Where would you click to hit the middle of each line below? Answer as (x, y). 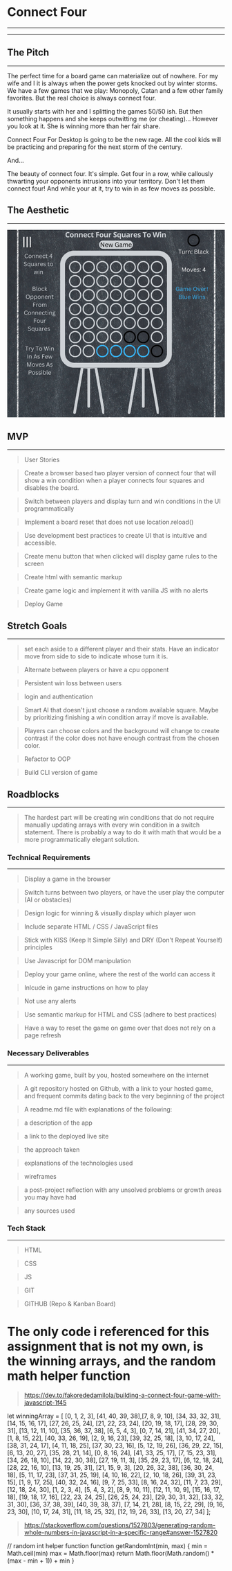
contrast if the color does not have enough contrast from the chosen (122, 738)
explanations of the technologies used (78, 1163)
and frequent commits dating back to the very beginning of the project (124, 1096)
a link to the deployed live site (66, 1136)
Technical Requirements (49, 857)
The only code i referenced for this (108, 1332)
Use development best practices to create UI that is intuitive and (115, 536)
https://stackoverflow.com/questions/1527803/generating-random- (120, 1525)
